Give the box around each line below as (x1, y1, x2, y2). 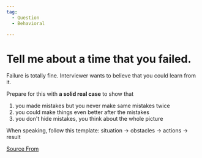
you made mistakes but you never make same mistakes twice (15, 102, 170, 110)
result (6, 134, 21, 141)
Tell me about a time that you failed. (6, 52, 192, 66)
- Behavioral (12, 20, 45, 26)
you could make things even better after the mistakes (15, 109, 150, 116)
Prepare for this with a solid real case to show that (6, 90, 134, 98)
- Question (12, 15, 40, 21)
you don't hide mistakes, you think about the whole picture (15, 115, 163, 123)
